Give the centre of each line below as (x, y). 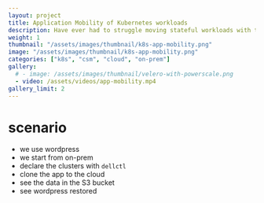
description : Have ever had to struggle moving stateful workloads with (130, 30)
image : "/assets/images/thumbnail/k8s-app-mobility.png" (103, 52)
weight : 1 (24, 37)
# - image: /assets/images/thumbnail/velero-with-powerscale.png (125, 74)
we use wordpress (49, 149)
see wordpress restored (58, 191)
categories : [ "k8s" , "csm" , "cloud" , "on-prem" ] (89, 60)
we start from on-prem (56, 157)
